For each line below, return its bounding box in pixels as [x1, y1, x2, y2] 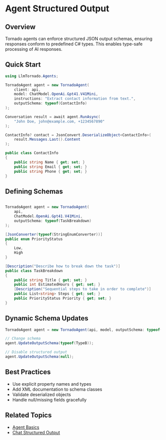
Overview [5, 23, 36, 31]
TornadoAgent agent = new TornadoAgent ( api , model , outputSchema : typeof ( [5, 327, 163, 332]
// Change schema [5, 336, 41, 341]
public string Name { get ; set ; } [14, 160, 85, 164]
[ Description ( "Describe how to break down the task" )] [5, 264, 121, 269]
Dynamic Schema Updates [5, 314, 89, 322]
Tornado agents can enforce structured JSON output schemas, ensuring [5, 36, 153, 41]
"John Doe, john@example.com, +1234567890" [14, 119, 105, 124]
